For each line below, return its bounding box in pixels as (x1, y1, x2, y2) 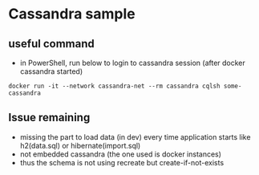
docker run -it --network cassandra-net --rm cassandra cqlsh (8, 82, 221, 90)
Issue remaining (8, 111, 91, 124)
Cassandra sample (8, 5, 136, 23)
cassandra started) (19, 67, 83, 76)
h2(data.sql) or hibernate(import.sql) (19, 140, 141, 150)
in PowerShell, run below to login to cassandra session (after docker (19, 58, 246, 67)
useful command (8, 37, 95, 51)
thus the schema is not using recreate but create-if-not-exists (19, 157, 225, 167)
